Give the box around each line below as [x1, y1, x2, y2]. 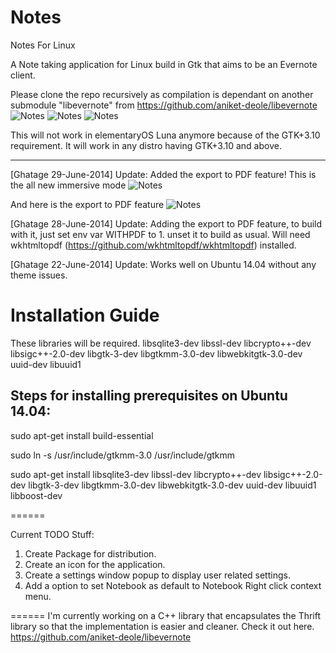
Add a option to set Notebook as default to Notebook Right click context [24, 579, 322, 591]
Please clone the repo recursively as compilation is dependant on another [10, 88, 314, 100]
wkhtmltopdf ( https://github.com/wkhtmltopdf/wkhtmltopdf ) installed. [10, 239, 297, 251]
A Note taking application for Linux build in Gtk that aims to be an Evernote [10, 58, 318, 70]
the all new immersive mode [10, 179, 127, 191]
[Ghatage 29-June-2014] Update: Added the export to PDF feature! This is [10, 168, 317, 180]
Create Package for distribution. [24, 547, 157, 560]
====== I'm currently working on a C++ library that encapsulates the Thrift [10, 609, 322, 621]
